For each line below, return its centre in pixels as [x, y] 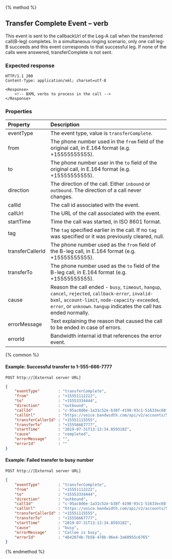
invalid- [143, 294]
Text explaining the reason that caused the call [106, 321]
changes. [61, 197]
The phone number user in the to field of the [104, 163]
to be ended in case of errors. [86, 328]
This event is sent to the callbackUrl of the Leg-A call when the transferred [84, 36]
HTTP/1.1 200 [19, 76]
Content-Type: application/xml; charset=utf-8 [56, 81]
